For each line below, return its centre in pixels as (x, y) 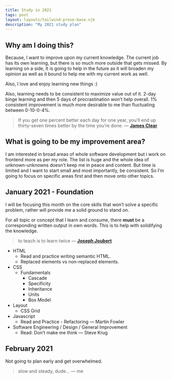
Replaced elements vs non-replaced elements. (70, 261)
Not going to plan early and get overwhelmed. (54, 361)
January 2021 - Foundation (50, 192)
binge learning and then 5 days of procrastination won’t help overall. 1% (81, 99)
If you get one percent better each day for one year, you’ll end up (87, 120)
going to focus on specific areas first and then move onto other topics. (80, 176)
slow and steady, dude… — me (51, 371)
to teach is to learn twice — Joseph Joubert (65, 241)
